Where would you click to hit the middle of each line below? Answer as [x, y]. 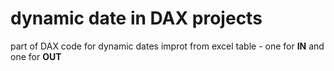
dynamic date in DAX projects [136, 18]
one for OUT [36, 56]
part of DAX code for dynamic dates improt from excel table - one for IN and [167, 46]
